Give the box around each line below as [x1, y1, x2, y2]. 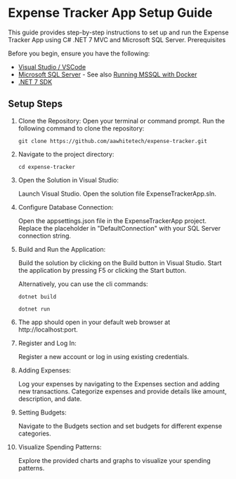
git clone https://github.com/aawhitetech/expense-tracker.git [18, 137, 208, 144]
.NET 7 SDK [18, 77, 53, 86]
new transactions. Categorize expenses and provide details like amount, [18, 387, 227, 396]
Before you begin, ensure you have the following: [8, 49, 150, 58]
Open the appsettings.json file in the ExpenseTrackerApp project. [18, 216, 206, 225]
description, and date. [18, 394, 82, 403]
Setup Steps [8, 98, 63, 110]
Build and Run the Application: [18, 245, 106, 253]
